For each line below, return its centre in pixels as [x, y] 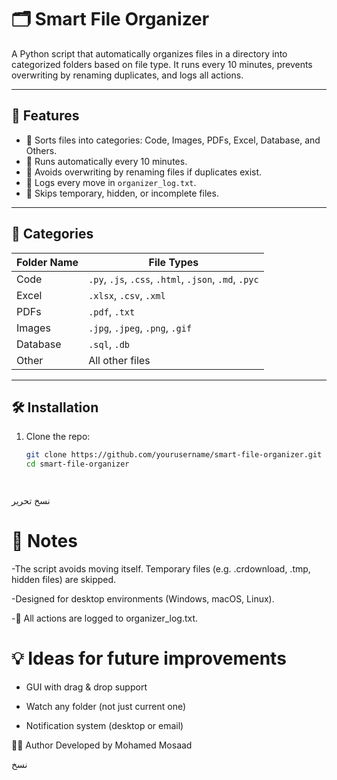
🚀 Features [45, 116]
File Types [173, 262]
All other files [119, 360]
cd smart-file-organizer [77, 464]
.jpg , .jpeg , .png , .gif [140, 328]
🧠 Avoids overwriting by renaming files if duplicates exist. [144, 172]
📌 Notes [44, 541]
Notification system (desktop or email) [104, 725]
